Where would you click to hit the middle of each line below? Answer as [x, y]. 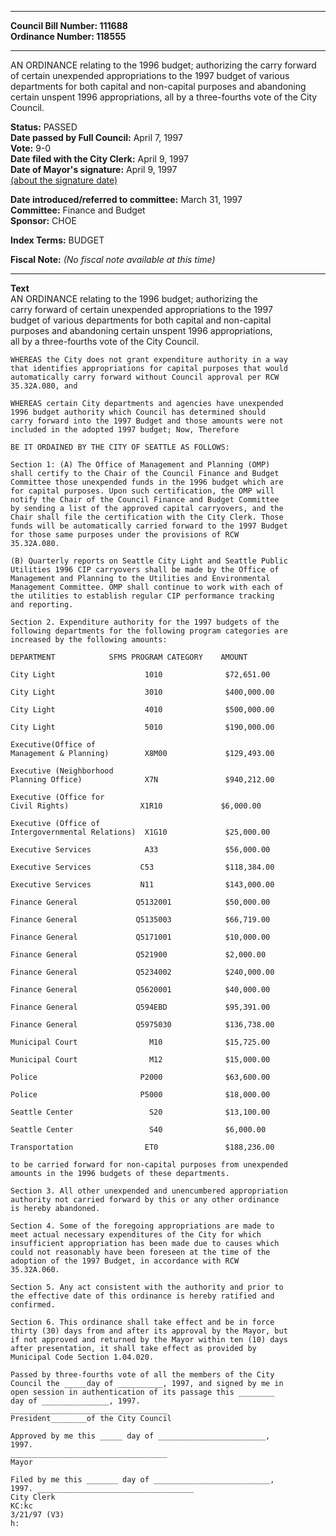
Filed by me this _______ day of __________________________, [142, 1480]
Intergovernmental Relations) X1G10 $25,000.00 [140, 832]
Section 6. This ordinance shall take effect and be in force [142, 1322]
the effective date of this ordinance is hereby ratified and [142, 1296]
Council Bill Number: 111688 [69, 25]
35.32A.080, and [44, 386]
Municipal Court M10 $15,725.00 [140, 1042]
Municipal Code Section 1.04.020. [82, 1357]
